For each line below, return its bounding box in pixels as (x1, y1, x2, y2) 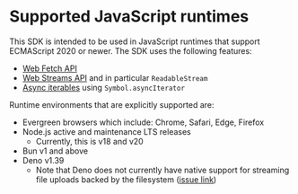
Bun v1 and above (22, 145, 88, 156)
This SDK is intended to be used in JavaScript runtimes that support (9, 36, 260, 47)
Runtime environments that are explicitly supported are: (9, 99, 215, 110)
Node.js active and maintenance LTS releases (22, 126, 191, 137)
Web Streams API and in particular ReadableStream (22, 72, 208, 83)
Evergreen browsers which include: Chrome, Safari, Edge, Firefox (22, 117, 265, 128)
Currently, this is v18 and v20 (35, 136, 144, 146)
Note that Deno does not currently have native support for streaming (35, 164, 290, 175)
